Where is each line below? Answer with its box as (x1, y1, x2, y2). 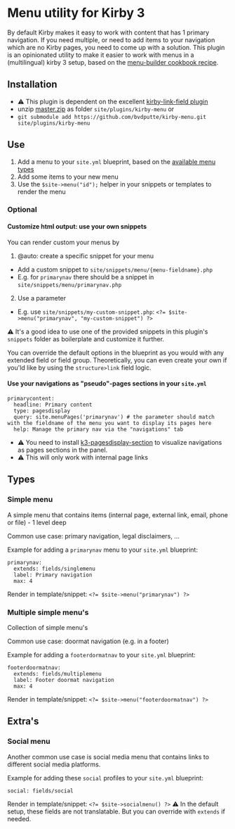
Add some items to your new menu (17, 172, 119, 181)
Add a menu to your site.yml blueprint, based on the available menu (17, 157, 216, 166)
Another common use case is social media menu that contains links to (7, 752, 209, 761)
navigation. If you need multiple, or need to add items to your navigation (7, 35, 215, 44)
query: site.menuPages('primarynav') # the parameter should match (13, 413, 215, 420)
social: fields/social (7, 787, 74, 795)
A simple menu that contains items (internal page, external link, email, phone (7, 510, 228, 519)
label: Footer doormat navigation (13, 676, 114, 683)
